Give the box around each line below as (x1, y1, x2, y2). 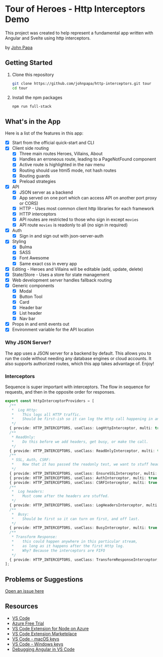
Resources (5, 602, 38, 611)
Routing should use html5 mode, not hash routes (19, 167, 116, 173)
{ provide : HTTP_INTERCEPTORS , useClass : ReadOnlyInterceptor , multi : (9, 448, 155, 453)
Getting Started (5, 59, 53, 67)
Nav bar (19, 316, 35, 321)
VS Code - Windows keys (12, 641, 64, 647)
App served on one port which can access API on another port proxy (19, 195, 157, 200)
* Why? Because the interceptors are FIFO (11, 548, 105, 553)
